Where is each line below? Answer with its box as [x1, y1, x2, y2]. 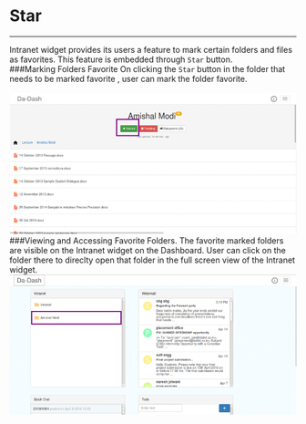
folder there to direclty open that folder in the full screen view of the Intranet [9, 254, 296, 265]
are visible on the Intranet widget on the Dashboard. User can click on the [9, 245, 287, 256]
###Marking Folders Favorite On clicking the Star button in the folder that [9, 63, 286, 74]
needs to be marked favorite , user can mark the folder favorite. [9, 73, 248, 84]
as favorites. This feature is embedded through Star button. [9, 54, 233, 65]
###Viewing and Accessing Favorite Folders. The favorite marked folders [9, 235, 284, 246]
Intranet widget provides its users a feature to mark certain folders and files [9, 44, 293, 55]
